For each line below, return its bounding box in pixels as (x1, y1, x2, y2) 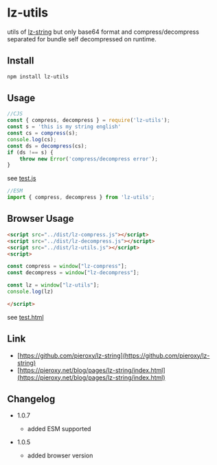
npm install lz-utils (7, 73, 69, 80)
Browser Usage (7, 213, 74, 225)
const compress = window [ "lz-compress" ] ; (7, 263, 128, 270)
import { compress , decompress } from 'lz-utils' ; (7, 194, 155, 201)
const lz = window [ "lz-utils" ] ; (7, 282, 100, 289)
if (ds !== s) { (7, 149, 54, 156)
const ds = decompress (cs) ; (7, 143, 88, 149)
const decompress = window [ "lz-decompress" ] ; (7, 269, 139, 276)
